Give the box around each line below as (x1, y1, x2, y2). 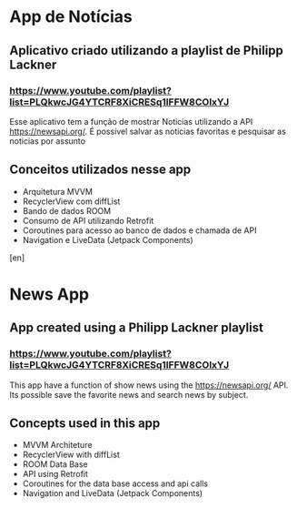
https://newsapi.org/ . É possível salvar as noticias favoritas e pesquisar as (9, 126, 286, 137)
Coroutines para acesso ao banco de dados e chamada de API (22, 225, 257, 236)
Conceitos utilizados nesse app (9, 162, 192, 178)
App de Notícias (9, 6, 134, 27)
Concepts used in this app (9, 415, 161, 431)
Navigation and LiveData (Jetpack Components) (22, 488, 203, 499)
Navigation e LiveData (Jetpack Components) (22, 234, 193, 245)
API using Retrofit (22, 469, 89, 480)
